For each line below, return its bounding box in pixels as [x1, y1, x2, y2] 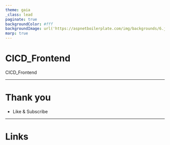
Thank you [5, 92, 51, 104]
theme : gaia [5, 7, 30, 13]
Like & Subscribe [12, 108, 48, 114]
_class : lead [5, 12, 33, 17]
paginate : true [5, 17, 37, 22]
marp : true [5, 31, 28, 36]
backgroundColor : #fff [5, 21, 53, 27]
